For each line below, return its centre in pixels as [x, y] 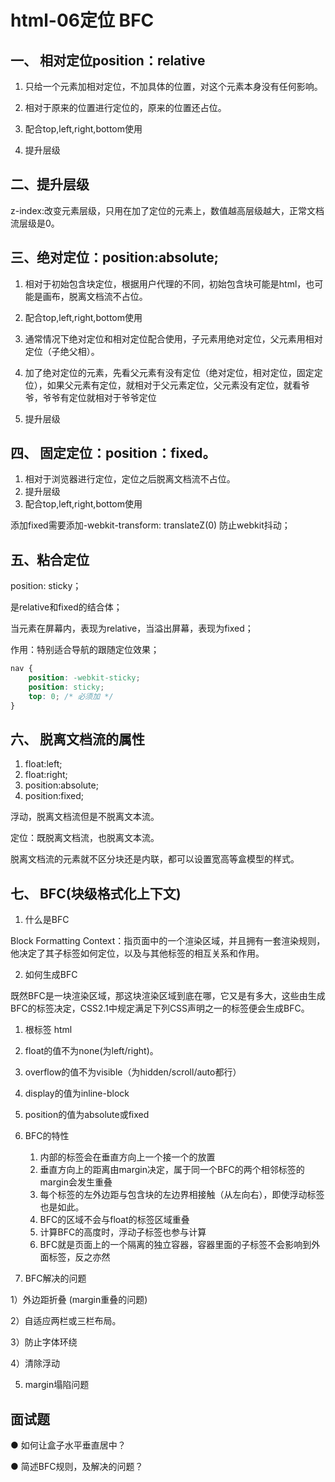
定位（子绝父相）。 [62, 351]
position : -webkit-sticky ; [84, 678]
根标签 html [48, 1030]
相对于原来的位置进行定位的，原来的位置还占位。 [125, 107]
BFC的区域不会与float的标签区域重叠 [114, 1220]
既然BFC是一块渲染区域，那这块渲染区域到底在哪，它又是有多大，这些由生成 [168, 996]
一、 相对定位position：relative [108, 60]
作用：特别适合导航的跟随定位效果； [85, 650]
